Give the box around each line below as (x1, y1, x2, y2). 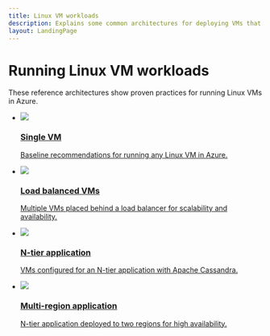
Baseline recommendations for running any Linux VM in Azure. (19, 150, 228, 159)
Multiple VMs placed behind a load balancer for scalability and (19, 203, 228, 213)
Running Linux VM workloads (8, 61, 210, 80)
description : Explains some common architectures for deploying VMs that (8, 19, 262, 27)
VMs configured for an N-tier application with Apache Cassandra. (19, 265, 239, 275)
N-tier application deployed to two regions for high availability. (19, 318, 227, 328)
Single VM (19, 132, 62, 143)
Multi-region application (19, 301, 118, 312)
